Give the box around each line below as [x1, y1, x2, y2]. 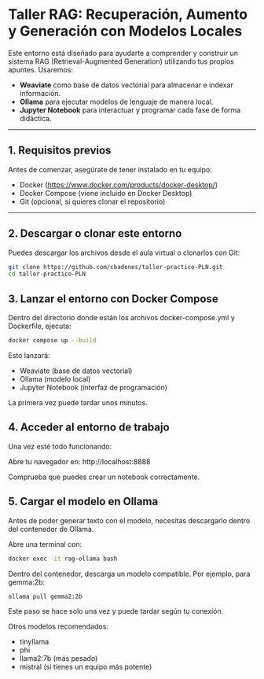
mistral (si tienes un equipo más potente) [19, 662, 152, 672]
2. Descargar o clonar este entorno [8, 227, 182, 241]
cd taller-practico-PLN [8, 270, 86, 279]
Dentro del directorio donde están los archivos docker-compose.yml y [8, 313, 236, 323]
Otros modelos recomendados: [8, 622, 108, 631]
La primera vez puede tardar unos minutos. [8, 398, 148, 407]
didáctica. [19, 113, 53, 123]
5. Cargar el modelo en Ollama [8, 495, 159, 508]
